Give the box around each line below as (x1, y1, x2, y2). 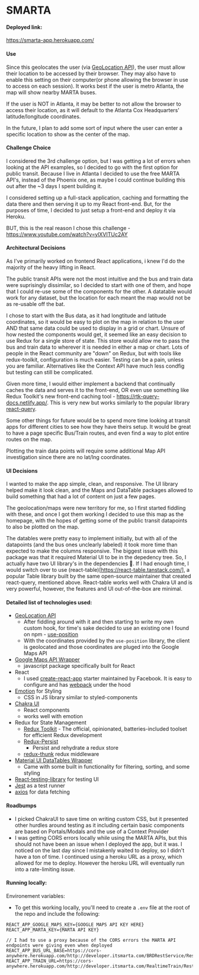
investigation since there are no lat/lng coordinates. (6, 454, 131, 460)
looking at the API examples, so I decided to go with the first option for (6, 164, 178, 171)
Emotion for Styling (14, 687, 62, 694)
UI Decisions (6, 467, 38, 474)
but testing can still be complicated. (6, 369, 94, 375)
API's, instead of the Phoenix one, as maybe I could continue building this (6, 176, 185, 183)
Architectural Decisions (6, 244, 66, 251)
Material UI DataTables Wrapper (14, 757, 93, 764)
